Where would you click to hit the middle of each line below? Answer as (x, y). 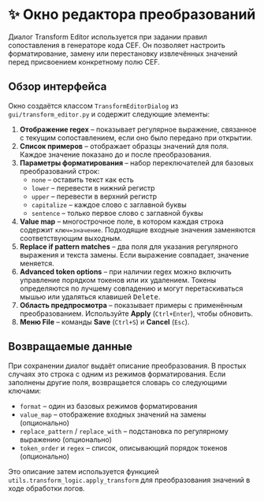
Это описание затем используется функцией (84, 471)
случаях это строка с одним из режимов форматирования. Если (117, 374)
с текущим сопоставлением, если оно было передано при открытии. (136, 137)
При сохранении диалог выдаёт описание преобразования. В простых (127, 366)
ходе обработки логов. (46, 488)
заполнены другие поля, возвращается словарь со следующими (117, 382)
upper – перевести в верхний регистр (94, 196)
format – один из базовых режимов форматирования (108, 406)
